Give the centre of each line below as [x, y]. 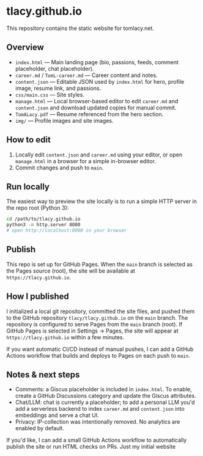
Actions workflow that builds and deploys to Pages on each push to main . [98, 355]
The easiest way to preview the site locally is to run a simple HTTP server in [102, 201]
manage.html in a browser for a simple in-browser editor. [85, 161]
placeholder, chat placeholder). [54, 68]
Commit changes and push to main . [59, 167]
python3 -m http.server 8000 [43, 225]
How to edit [28, 140]
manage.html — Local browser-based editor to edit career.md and [97, 101]
